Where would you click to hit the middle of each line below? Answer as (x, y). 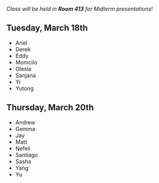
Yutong (24, 88)
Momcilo (26, 62)
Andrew (25, 122)
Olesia (23, 69)
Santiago (26, 155)
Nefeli (23, 148)
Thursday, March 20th (50, 107)
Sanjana (25, 75)
